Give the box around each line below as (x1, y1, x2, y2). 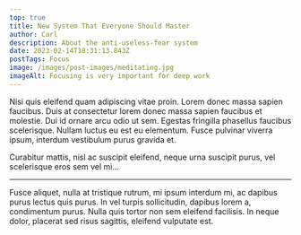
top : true (9, 13, 47, 22)
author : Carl (9, 30, 58, 39)
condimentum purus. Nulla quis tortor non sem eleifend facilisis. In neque (9, 205, 279, 216)
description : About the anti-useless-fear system (9, 38, 199, 48)
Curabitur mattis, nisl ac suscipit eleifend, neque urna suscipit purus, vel (9, 152, 276, 162)
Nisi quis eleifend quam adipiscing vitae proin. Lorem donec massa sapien (9, 96, 284, 107)
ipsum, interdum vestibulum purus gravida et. (9, 134, 176, 144)
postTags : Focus (9, 55, 70, 64)
